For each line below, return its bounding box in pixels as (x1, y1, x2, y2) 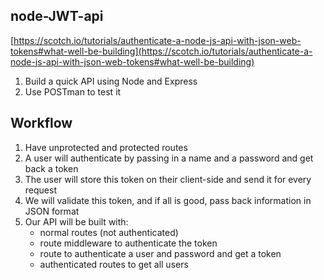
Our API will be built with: (24, 215, 129, 228)
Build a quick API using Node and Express (24, 75, 198, 87)
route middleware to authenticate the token (39, 237, 218, 249)
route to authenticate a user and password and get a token (39, 247, 282, 259)
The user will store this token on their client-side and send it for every (24, 173, 312, 185)
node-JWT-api (10, 8, 104, 25)
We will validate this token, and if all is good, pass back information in (24, 194, 312, 206)
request (24, 184, 57, 196)
